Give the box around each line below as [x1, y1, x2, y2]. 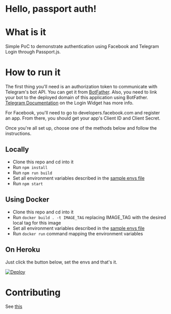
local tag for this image [12, 220, 61, 226]
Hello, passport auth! [5, 3, 97, 15]
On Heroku [5, 246, 40, 254]
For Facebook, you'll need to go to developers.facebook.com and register [5, 110, 160, 116]
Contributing [5, 286, 61, 298]
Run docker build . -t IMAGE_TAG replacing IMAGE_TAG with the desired [12, 214, 166, 220]
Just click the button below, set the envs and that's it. [5, 259, 117, 265]
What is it [5, 27, 46, 38]
